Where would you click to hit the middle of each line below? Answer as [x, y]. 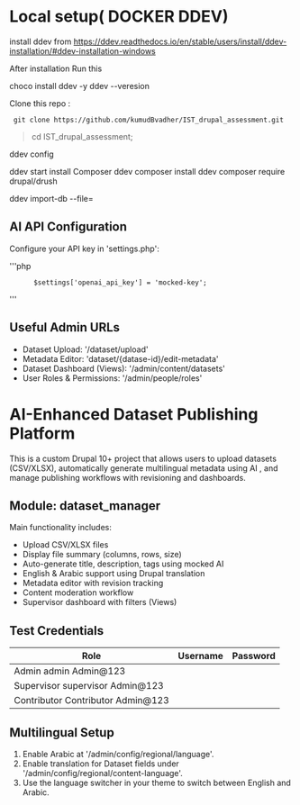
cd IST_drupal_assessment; [82, 136]
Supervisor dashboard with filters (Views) [100, 602]
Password [254, 656]
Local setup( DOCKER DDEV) [119, 17]
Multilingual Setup [62, 733]
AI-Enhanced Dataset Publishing [134, 414]
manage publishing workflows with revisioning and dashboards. [127, 477]
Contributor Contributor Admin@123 [91, 701]
